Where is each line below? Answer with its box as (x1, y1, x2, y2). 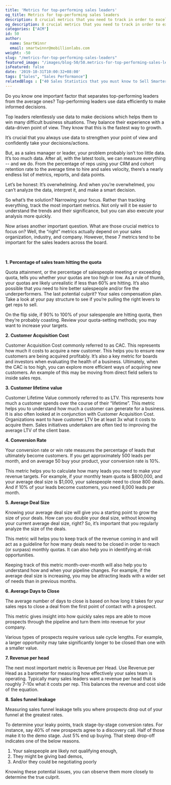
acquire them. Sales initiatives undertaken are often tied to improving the (5, 421, 158, 428)
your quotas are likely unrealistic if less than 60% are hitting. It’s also (5, 280, 149, 286)
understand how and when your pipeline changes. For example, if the (5, 567, 151, 573)
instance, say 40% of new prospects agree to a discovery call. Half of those (5, 727, 165, 733)
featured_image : (5, 60, 40, 65)
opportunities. (5, 552, 35, 558)
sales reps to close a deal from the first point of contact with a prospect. (5, 603, 157, 609)
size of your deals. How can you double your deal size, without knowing (5, 514, 156, 521)
